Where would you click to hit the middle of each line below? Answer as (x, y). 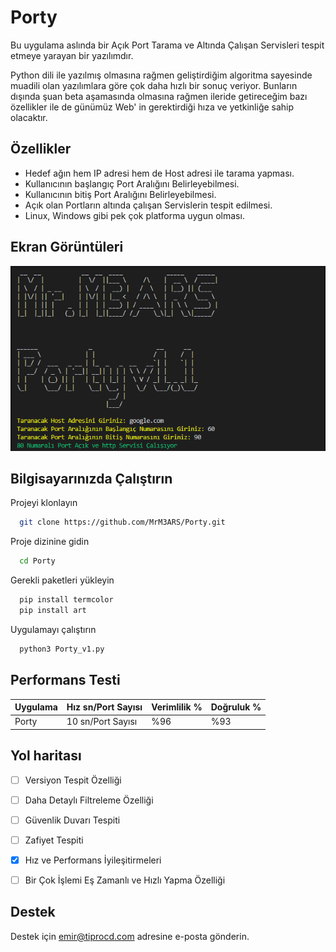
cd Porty (37, 561)
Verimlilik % (177, 707)
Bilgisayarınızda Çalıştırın (91, 478)
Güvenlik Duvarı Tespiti (72, 820)
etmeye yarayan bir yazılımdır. (72, 55)
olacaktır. (29, 117)
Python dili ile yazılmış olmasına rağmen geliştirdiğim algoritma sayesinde (161, 75)
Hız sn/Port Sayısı (104, 707)
